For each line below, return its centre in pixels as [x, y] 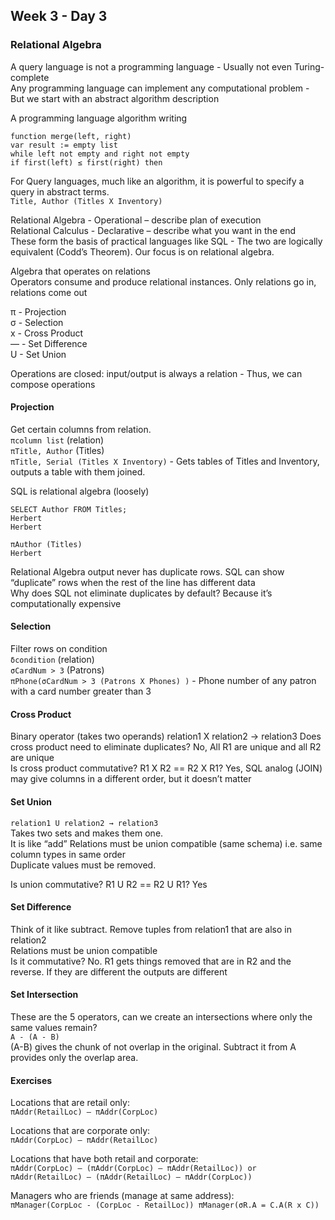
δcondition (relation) [52, 660]
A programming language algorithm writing [99, 118]
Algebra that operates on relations [80, 271]
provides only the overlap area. [74, 1057]
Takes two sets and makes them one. [87, 833]
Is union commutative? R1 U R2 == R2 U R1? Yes [109, 884]
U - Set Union [38, 354]
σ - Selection [37, 322]
